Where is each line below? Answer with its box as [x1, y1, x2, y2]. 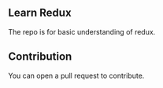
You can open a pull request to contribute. [8, 71, 145, 80]
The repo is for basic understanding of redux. [8, 27, 156, 36]
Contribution [8, 50, 72, 64]
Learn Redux [8, 6, 72, 20]
